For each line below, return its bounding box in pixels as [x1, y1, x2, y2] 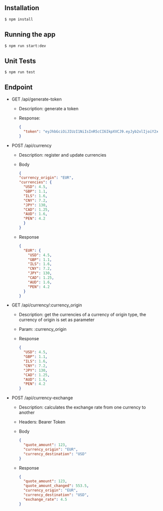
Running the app [4, 30, 55, 39]
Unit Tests [4, 57, 36, 65]
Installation [4, 4, 39, 12]
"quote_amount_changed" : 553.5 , [23, 483, 89, 489]
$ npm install [4, 17, 34, 21]
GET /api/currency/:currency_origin [11, 302, 82, 308]
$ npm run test [4, 70, 36, 75]
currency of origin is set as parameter [18, 317, 95, 323]
